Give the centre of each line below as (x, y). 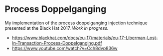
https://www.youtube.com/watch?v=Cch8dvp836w (65, 48)
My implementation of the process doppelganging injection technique (76, 23)
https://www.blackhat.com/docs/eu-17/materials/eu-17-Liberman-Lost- (85, 38)
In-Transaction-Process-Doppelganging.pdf (57, 43)
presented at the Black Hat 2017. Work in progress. (57, 28)
